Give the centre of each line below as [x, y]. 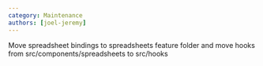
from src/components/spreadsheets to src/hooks [88, 53]
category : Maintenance [45, 15]
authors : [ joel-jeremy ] [47, 23]
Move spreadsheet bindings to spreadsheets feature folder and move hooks [131, 45]
